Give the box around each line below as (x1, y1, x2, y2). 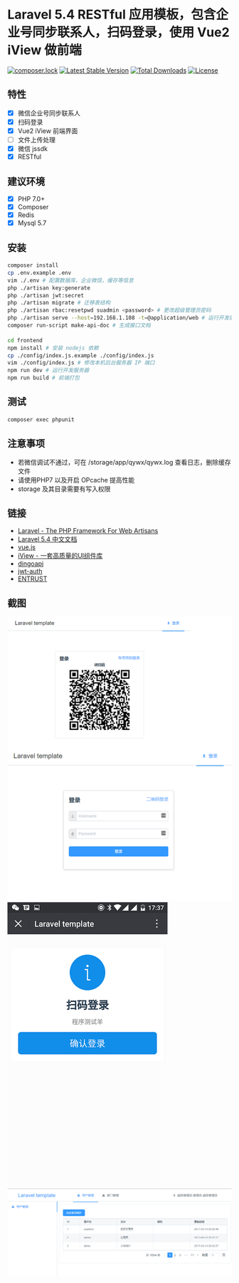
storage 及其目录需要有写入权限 (17, 485, 111, 493)
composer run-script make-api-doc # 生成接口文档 (7, 322, 151, 329)
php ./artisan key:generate (7, 284, 91, 292)
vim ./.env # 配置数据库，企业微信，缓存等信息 (7, 277, 134, 284)
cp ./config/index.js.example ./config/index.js (7, 352, 154, 359)
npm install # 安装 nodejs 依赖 (7, 344, 100, 352)
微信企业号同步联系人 (17, 108, 80, 117)
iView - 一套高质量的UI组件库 (17, 551, 103, 560)
